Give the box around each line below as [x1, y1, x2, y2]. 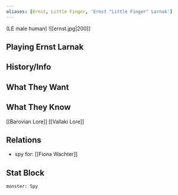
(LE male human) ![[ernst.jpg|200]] [6, 25, 91, 32]
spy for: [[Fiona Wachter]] [14, 151, 78, 158]
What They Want [6, 82, 70, 92]
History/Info [6, 62, 51, 72]
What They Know [6, 102, 71, 112]
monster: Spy [6, 184, 38, 190]
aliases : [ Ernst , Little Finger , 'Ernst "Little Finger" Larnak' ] [6, 8, 173, 15]
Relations [6, 135, 42, 145]
